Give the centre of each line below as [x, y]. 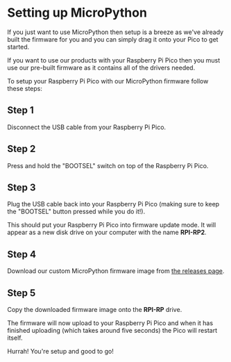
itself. [15, 338]
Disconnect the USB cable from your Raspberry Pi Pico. [87, 127]
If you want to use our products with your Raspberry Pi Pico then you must [114, 60]
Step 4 [22, 254]
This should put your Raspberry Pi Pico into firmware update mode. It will [112, 225]
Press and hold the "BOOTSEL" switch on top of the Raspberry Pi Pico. [108, 165]
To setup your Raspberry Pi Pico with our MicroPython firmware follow [108, 81]
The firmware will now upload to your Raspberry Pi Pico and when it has [110, 323]
